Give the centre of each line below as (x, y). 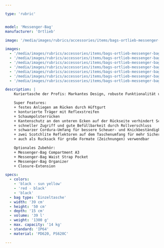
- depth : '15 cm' (27, 211)
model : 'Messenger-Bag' (29, 27)
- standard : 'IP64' (29, 229)
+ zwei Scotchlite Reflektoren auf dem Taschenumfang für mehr (80, 134)
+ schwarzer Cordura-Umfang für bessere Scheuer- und (70, 130)
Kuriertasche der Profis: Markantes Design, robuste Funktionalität (85, 94)
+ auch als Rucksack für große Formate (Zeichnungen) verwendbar (82, 139)
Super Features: (31, 103)
